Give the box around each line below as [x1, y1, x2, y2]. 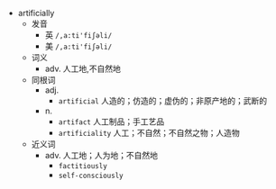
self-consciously [58, 171, 124, 180]
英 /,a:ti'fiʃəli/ [44, 30, 113, 40]
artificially [17, 8, 55, 18]
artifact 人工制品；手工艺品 [58, 116, 165, 127]
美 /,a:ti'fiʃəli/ [44, 40, 113, 51]
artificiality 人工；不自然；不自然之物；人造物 [58, 128, 241, 138]
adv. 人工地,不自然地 [44, 63, 122, 74]
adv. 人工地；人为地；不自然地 [44, 150, 159, 160]
